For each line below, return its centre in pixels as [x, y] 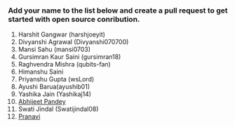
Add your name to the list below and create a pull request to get [118, 11]
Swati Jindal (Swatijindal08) [58, 109]
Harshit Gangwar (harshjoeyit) [62, 34]
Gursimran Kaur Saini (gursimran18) [69, 57]
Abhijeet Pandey [42, 102]
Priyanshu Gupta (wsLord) [56, 79]
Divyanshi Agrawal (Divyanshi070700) [73, 42]
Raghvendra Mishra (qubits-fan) [64, 65]
